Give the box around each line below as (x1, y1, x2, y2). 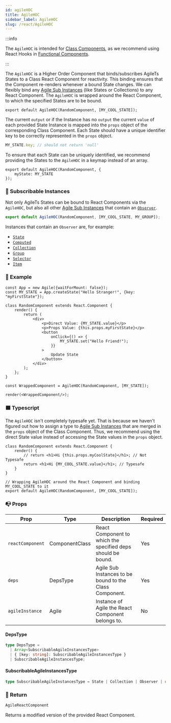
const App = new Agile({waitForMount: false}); (5, 285, 108, 290)
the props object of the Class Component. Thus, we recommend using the (5, 429, 160, 435)
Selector (12, 256, 32, 261)
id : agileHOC (5, 7, 33, 13)
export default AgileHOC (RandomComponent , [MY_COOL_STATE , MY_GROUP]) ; (5, 215, 160, 220)
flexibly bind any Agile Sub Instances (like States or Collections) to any (5, 87, 153, 93)
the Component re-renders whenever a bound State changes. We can (5, 82, 152, 88)
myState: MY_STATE (14, 172, 53, 177)
